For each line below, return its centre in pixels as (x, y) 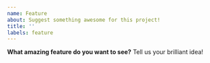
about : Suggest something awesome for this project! (84, 20)
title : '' (21, 26)
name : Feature (27, 13)
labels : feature (30, 33)
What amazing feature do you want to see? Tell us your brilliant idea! (105, 52)
